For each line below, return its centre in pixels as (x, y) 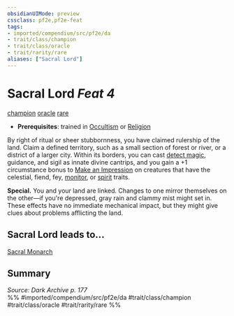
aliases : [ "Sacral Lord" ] (45, 59)
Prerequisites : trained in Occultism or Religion (84, 126)
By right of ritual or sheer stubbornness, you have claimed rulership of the (114, 140)
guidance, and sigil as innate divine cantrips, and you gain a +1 (97, 162)
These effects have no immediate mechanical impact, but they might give (113, 205)
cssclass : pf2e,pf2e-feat (45, 20)
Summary (29, 273)
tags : (15, 27)
